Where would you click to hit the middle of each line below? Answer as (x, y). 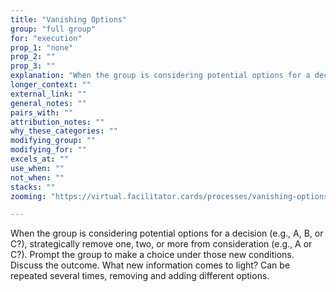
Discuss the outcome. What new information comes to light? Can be (150, 265)
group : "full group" (53, 29)
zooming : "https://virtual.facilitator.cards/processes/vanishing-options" (171, 196)
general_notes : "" (48, 103)
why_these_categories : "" (64, 131)
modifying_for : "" (48, 150)
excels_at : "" (40, 159)
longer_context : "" (51, 85)
